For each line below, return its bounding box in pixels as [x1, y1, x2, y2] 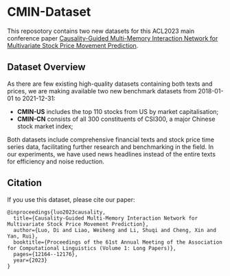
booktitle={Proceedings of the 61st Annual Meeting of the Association [13, 238, 223, 246]
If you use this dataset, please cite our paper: [7, 195, 135, 203]
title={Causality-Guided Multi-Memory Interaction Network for [13, 214, 198, 222]
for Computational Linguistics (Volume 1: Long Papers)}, [7, 244, 176, 251]
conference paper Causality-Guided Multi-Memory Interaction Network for [7, 34, 218, 42]
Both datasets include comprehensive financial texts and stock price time [7, 135, 215, 143]
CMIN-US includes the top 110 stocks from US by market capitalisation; [16, 107, 219, 115]
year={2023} [13, 257, 48, 264]
